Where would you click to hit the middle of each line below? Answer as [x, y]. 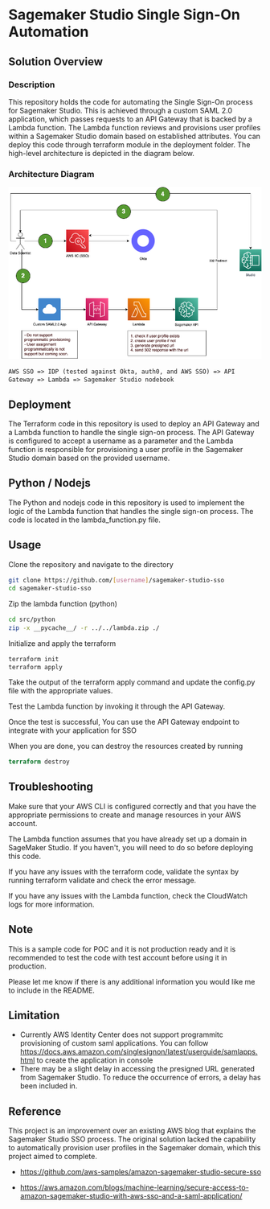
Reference [35, 1111]
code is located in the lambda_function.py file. [84, 520]
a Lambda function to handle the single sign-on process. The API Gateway [131, 432]
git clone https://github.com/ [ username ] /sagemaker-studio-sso [117, 580]
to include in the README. [51, 990]
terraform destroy [39, 762]
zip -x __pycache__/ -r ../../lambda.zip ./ [84, 628]
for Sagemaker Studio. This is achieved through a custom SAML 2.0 [121, 110]
